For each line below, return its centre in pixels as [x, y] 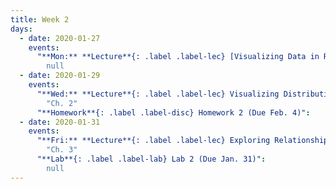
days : [21, 29]
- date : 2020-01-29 [60, 76]
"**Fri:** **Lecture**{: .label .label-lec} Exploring [153, 141]
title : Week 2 [40, 19]
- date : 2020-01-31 [60, 122]
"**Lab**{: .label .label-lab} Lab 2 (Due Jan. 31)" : [151, 159]
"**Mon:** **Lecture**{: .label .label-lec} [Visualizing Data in [178, 57]
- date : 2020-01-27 [60, 38]
